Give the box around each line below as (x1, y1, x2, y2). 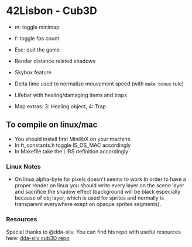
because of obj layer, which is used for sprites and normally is (14, 194, 164, 201)
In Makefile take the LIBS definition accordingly (14, 147, 129, 155)
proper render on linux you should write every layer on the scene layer (14, 182, 184, 189)
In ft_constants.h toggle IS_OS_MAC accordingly (14, 142, 131, 149)
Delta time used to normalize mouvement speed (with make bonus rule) (14, 80, 184, 87)
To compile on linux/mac (6, 120, 98, 130)
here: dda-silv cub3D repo (6, 235, 70, 242)
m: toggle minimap (14, 23, 60, 30)
